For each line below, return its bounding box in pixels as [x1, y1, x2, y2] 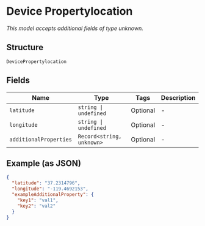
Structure [6, 42, 44, 53]
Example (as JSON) [6, 158, 81, 168]
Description [160, 93, 196, 102]
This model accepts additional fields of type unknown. [6, 24, 143, 32]
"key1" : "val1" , [17, 197, 59, 203]
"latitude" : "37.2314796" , [12, 180, 81, 186]
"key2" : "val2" [17, 203, 56, 209]
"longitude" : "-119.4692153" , [12, 186, 88, 192]
